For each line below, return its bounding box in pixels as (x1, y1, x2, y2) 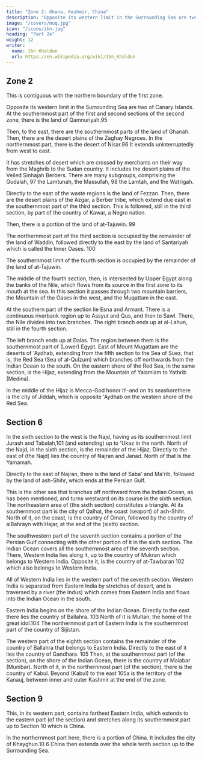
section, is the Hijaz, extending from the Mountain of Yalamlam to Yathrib (6, 369, 187, 376)
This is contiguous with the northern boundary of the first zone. (6, 92, 164, 99)
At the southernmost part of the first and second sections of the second (6, 110, 185, 118)
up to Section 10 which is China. (6, 723, 85, 730)
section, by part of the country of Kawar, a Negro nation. (6, 209, 146, 216)
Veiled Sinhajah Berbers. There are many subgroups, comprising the (6, 172, 176, 179)
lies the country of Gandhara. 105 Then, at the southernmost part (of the (6, 650, 185, 658)
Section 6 (6, 417, 43, 427)
